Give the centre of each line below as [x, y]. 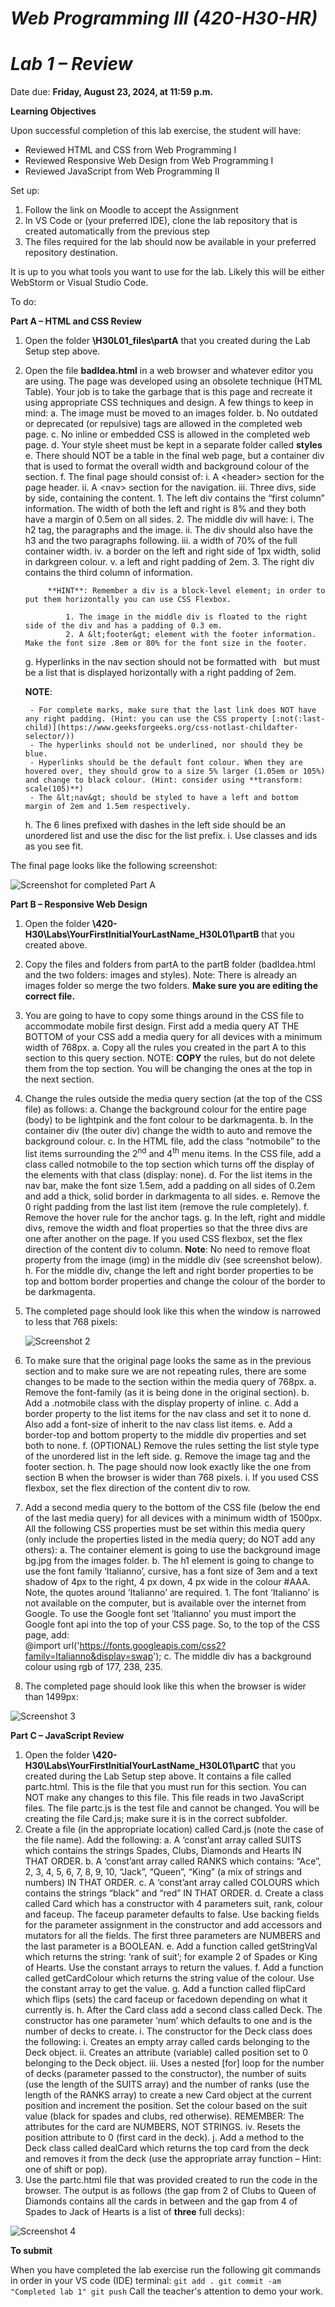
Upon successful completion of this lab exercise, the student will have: [156, 131]
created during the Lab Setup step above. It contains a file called [158, 1776]
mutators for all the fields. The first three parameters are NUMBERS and [172, 1935]
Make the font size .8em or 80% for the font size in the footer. [166, 643]
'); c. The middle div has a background [232, 1656]
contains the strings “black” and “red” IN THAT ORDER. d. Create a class [174, 1893]
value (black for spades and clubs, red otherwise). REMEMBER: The [164, 2116]
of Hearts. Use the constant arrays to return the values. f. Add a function [174, 1967]
